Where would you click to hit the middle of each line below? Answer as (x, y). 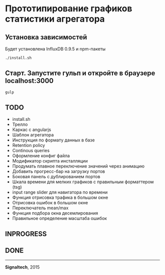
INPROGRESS (26, 234)
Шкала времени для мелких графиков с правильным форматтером (83, 182)
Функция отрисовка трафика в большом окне (60, 197)
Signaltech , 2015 (23, 267)
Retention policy (28, 145)
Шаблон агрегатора (33, 135)
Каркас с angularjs (32, 130)
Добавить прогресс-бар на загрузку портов (59, 171)
